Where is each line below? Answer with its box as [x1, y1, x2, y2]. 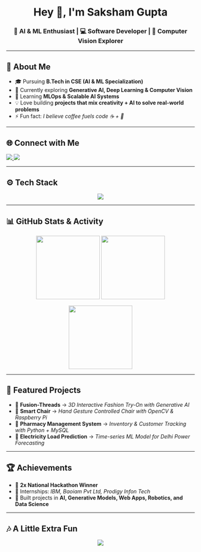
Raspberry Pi [14, 413, 47, 421]
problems [14, 106, 40, 113]
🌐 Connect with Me [6, 137, 80, 148]
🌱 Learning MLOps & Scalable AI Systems [14, 93, 120, 100]
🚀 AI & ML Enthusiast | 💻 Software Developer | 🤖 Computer [14, 27, 187, 35]
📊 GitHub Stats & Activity [6, 216, 103, 226]
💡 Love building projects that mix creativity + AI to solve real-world [14, 99, 184, 106]
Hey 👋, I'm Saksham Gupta [33, 5, 168, 19]
